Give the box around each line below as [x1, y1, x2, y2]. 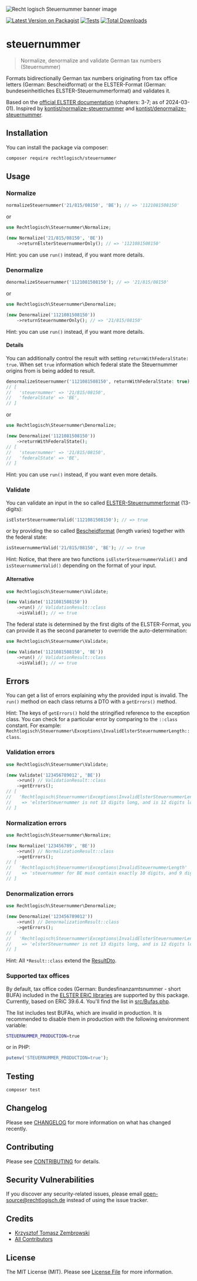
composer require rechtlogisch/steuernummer [6, 155, 117, 161]
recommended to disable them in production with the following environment [6, 1015, 189, 1023]
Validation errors [6, 748, 55, 756]
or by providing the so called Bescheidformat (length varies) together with [6, 527, 185, 535]
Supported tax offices [6, 972, 70, 980]
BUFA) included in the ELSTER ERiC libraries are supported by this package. [6, 991, 189, 998]
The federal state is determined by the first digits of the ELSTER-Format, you [6, 621, 191, 628]
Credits [6, 1213, 34, 1224]
